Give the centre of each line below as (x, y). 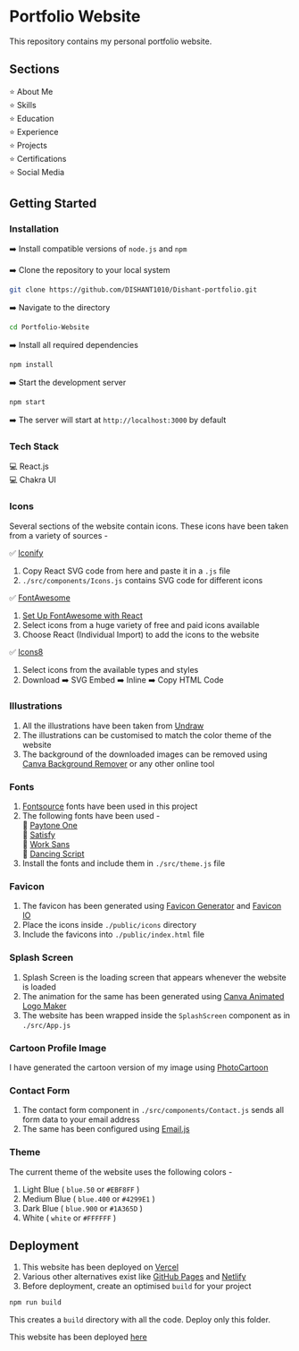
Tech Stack (34, 446)
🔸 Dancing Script (53, 854)
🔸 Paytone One (50, 826)
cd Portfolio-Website (50, 327)
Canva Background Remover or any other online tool (118, 763)
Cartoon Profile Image (58, 1048)
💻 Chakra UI (33, 480)
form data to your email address (81, 1119)
